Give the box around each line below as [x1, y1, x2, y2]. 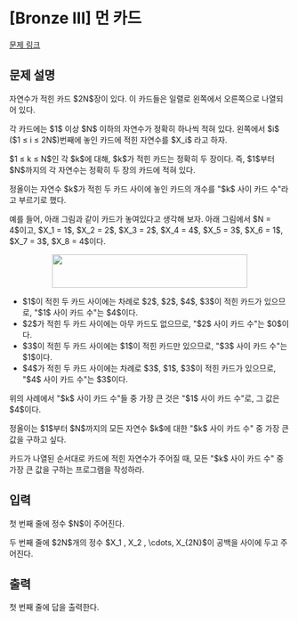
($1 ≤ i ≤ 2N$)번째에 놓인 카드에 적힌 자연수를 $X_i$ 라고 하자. [9, 135, 228, 145]
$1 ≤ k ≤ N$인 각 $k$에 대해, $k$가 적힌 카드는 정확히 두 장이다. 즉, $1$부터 [9, 153, 276, 164]
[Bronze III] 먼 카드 [9, 8, 142, 29]
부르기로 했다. [18, 194, 67, 205]
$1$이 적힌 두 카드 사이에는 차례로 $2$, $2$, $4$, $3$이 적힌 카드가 [21, 296, 262, 306]
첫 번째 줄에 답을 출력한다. [9, 602, 100, 613]
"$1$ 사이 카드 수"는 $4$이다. [34, 306, 139, 317]
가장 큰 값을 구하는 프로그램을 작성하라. [9, 464, 145, 475]
